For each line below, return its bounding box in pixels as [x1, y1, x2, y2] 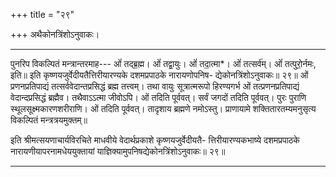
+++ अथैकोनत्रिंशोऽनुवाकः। [10, 29, 100, 40]
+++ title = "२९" [10, 9, 75, 20]
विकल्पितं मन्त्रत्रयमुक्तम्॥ [10, 114, 88, 126]
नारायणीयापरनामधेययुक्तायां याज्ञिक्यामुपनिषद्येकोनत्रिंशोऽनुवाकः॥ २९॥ [10, 145, 226, 157]
